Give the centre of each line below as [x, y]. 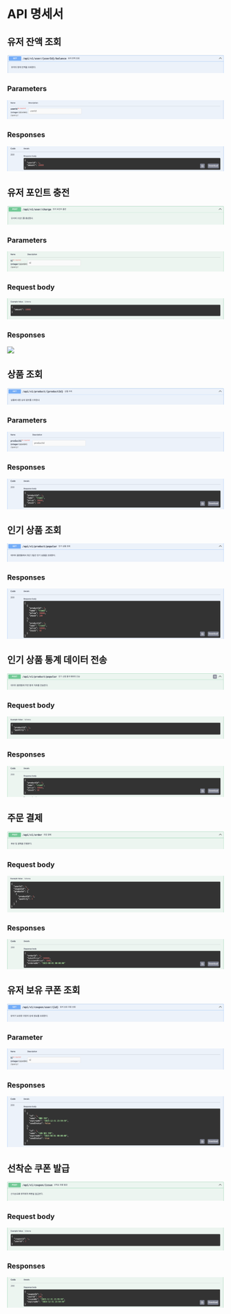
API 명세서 [35, 14]
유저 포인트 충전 [38, 193]
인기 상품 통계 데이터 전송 [57, 660]
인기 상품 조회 [34, 530]
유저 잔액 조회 [34, 42]
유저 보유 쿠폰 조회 [44, 990]
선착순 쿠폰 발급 [38, 1168]
